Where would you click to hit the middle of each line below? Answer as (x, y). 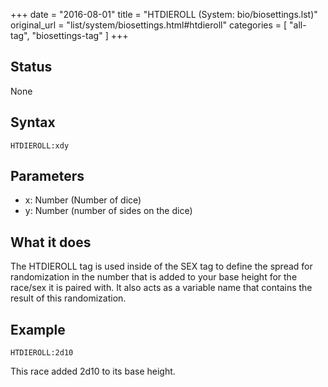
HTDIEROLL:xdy (40, 145)
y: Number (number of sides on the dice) (108, 211)
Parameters (47, 176)
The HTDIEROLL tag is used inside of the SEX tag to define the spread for (161, 266)
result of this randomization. (68, 298)
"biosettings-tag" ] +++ (80, 35)
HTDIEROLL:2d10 (42, 353)
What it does (51, 242)
